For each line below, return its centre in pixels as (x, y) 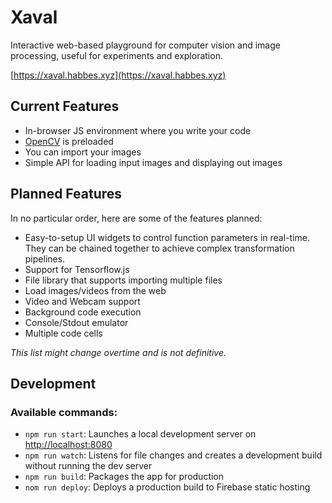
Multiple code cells (63, 333)
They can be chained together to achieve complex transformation (159, 248)
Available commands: (64, 412)
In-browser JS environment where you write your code (138, 130)
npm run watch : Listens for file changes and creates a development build (173, 455)
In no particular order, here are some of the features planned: (136, 218)
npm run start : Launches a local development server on (140, 434)
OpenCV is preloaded (69, 141)
